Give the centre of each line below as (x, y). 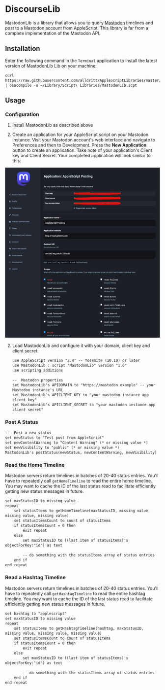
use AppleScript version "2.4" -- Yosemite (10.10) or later (76, 360)
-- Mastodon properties (38, 380)
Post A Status (22, 422)
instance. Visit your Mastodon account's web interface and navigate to (84, 140)
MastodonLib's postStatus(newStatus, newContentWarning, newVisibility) (81, 453)
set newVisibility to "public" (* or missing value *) (62, 448)
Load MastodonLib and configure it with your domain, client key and (81, 345)
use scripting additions (38, 370)
